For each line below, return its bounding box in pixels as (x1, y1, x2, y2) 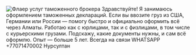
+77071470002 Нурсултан (6, 42, 71, 49)
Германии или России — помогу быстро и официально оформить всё (6, 18, 180, 24)
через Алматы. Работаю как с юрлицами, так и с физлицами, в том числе (6, 24, 190, 31)
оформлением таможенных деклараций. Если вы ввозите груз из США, (6, 12, 184, 19)
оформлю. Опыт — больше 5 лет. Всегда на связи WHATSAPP (6, 36, 160, 43)
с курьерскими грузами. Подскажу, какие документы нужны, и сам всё (6, 30, 187, 37)
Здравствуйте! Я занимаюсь (101, 6, 173, 12)
